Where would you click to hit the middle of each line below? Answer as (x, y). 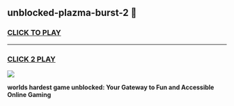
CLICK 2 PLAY (31, 59)
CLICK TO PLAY (34, 33)
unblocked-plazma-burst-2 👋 (72, 13)
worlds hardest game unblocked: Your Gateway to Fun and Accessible (111, 87)
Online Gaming (29, 94)
